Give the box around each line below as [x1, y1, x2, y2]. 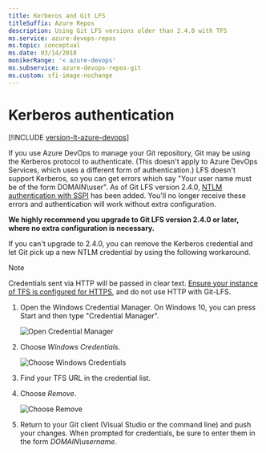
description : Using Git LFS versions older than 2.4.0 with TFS [8, 26, 228, 34]
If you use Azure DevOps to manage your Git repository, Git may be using [8, 148, 251, 157]
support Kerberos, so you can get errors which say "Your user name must [8, 173, 252, 183]
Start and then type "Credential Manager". [19, 310, 159, 321]
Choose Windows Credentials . [19, 342, 121, 351]
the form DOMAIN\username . [19, 436, 118, 446]
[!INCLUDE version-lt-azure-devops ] [8, 132, 130, 142]
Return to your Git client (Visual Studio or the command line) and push [19, 419, 252, 429]
